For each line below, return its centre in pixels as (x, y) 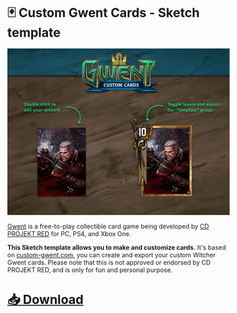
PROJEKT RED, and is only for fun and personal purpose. (90, 270)
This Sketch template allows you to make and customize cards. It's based (117, 247)
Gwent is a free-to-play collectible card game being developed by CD (108, 226)
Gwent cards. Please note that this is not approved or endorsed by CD (109, 262)
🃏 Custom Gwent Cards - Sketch (104, 13)
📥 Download (45, 300)
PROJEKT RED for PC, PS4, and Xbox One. (69, 233)
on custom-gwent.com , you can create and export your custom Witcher (112, 254)
